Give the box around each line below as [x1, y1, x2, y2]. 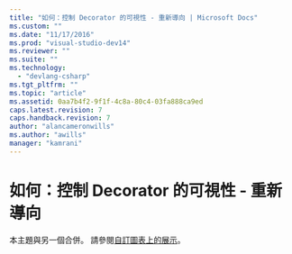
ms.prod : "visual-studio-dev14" [9, 38, 131, 48]
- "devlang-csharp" [17, 72, 91, 81]
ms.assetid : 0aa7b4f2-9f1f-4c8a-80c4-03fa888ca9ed [9, 96, 204, 106]
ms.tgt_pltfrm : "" [9, 80, 78, 89]
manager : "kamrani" [9, 139, 83, 148]
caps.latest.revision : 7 [9, 105, 103, 114]
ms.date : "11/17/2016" [9, 30, 95, 39]
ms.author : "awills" [9, 131, 87, 140]
